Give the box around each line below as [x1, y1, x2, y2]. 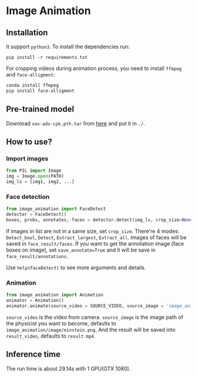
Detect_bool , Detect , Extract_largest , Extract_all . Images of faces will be [6, 233, 186, 241]
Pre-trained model [6, 104, 74, 114]
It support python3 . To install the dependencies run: [6, 43, 130, 50]
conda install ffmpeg [6, 82, 59, 88]
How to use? [6, 136, 53, 146]
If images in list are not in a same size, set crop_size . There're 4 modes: [6, 228, 180, 235]
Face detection [6, 192, 50, 201]
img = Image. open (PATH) [6, 174, 64, 179]
